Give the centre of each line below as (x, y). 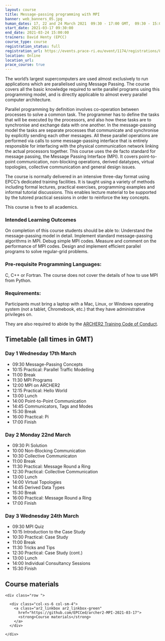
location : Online (23, 56)
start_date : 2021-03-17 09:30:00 (39, 28)
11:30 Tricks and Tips (33, 548)
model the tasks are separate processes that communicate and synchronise (82, 130)
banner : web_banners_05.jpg (34, 19)
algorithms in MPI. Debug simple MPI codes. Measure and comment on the (81, 241)
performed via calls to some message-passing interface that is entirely (77, 141)
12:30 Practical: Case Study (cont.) (47, 553)
